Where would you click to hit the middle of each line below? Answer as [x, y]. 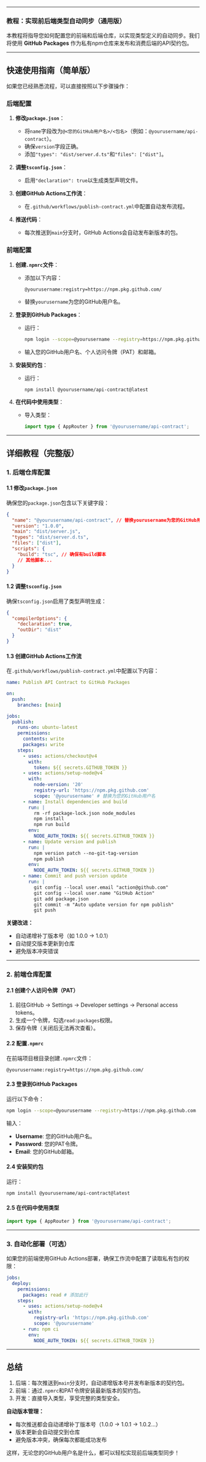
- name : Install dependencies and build [75, 802]
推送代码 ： [29, 219]
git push [45, 910]
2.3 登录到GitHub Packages [42, 1084]
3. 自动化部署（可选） [38, 1244]
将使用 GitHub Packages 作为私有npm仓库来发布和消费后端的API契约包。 [99, 43]
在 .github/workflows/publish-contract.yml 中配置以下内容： [83, 671]
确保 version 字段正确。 [53, 147]
